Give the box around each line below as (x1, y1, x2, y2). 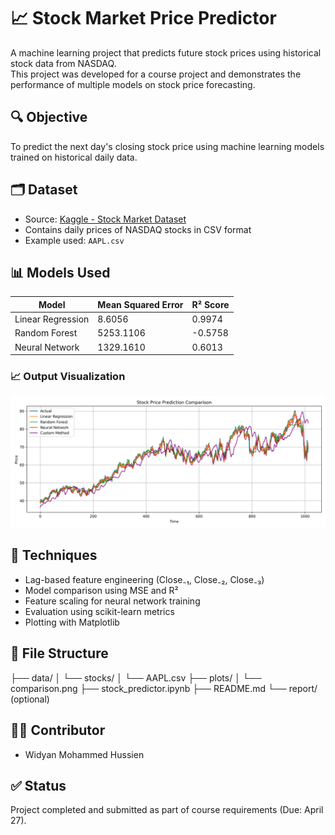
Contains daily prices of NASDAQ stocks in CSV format (24, 223, 252, 235)
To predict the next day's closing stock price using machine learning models (10, 140, 325, 152)
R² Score (191, 298, 230, 310)
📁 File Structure (10, 645, 109, 662)
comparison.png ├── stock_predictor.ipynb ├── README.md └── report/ (10, 682, 318, 694)
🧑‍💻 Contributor (10, 722, 106, 739)
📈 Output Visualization (10, 370, 126, 384)
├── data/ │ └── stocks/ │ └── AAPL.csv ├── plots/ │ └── (10, 671, 262, 684)
